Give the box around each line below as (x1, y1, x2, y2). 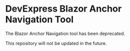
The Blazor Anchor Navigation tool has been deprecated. (5, 30, 125, 36)
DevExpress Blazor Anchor (5, 3, 122, 15)
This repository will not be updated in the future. (5, 40, 107, 46)
